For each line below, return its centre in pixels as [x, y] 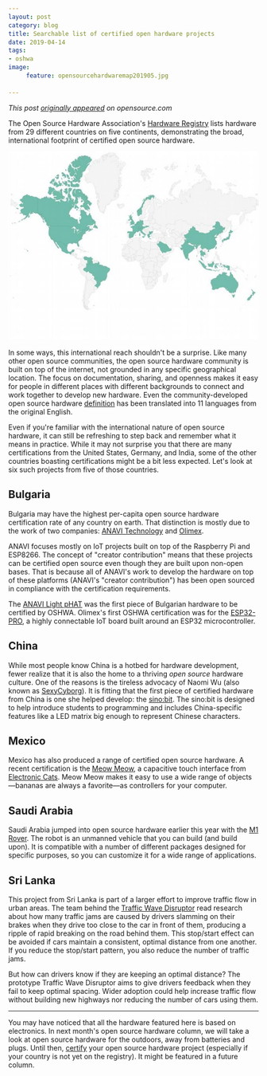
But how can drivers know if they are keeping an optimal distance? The [124, 974]
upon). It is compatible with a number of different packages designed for [127, 847]
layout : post [30, 17]
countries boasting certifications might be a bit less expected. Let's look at [130, 461]
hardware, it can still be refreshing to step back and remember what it [122, 436]
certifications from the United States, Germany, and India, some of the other [132, 453]
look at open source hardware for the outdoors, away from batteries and [126, 1039]
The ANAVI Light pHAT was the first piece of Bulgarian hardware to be [123, 604]
